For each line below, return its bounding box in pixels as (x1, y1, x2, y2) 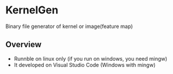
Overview (5, 40, 42, 50)
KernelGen (5, 3, 59, 17)
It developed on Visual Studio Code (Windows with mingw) (13, 61, 156, 68)
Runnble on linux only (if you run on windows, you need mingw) (13, 55, 168, 62)
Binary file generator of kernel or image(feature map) (5, 23, 133, 30)
